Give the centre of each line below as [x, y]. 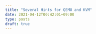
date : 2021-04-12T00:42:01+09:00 [40, 14]
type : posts [17, 19]
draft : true [17, 24]
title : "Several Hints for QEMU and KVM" [49, 10]
